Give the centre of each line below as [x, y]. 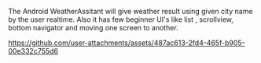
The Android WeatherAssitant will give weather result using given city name [130, 11]
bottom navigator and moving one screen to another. [93, 28]
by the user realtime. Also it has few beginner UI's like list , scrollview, [121, 19]
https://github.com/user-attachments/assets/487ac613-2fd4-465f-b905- [127, 43]
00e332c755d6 [33, 51]
